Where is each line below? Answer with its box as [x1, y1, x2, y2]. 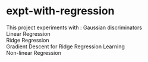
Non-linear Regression [6, 49, 61, 56]
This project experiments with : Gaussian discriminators [6, 24, 143, 31]
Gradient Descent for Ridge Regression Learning [6, 43, 125, 50]
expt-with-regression [6, 4, 115, 18]
